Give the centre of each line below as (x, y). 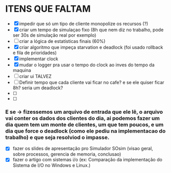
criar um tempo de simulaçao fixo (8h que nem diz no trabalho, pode (91, 30)
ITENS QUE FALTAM (48, 9)
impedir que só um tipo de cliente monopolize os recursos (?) (84, 23)
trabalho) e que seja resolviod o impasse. (57, 137)
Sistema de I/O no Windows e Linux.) (52, 165)
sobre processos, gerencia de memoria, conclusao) (67, 154)
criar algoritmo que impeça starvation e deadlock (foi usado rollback (91, 47)
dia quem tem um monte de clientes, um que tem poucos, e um (84, 125)
